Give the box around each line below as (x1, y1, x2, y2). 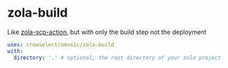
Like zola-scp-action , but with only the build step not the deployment (7, 28, 207, 36)
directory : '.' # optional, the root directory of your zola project (13, 54, 221, 61)
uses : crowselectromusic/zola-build (7, 41, 114, 48)
